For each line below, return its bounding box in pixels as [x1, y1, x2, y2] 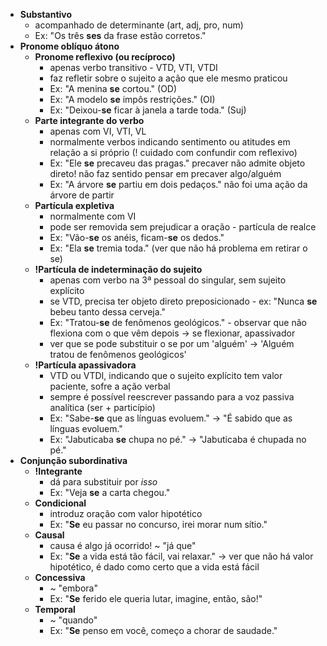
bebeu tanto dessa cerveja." [49, 306, 167, 318]
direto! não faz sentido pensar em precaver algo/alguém [49, 168, 282, 179]
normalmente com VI [49, 210, 137, 222]
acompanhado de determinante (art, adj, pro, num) [34, 19, 244, 31]
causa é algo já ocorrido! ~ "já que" [49, 540, 197, 551]
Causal [34, 529, 65, 541]
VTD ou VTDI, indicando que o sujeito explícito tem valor [49, 370, 283, 381]
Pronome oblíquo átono [19, 40, 120, 52]
